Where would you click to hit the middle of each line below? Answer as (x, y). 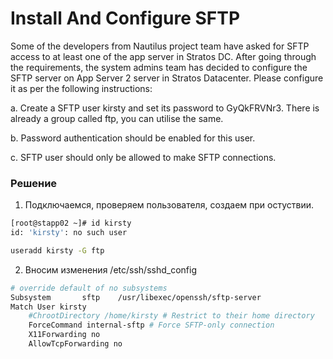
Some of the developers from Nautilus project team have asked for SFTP (160, 46)
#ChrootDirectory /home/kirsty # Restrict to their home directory (171, 316)
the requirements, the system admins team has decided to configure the (159, 67)
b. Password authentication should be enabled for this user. (133, 138)
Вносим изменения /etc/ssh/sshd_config (110, 269)
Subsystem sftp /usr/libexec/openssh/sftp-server (136, 297)
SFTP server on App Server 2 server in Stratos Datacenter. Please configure (167, 78)
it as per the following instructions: (81, 88)
